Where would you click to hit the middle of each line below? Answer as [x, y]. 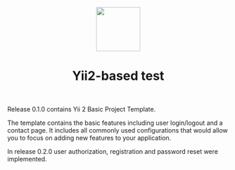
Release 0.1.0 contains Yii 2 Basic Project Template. [82, 109]
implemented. [27, 159]
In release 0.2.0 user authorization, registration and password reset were [113, 151]
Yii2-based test [118, 76]
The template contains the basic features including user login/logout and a [115, 123]
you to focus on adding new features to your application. [89, 138]
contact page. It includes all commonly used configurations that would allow [118, 130]
